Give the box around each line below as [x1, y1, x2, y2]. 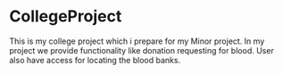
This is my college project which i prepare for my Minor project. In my [9, 36, 265, 46]
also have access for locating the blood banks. [9, 54, 181, 65]
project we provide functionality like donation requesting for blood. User [9, 45, 274, 55]
